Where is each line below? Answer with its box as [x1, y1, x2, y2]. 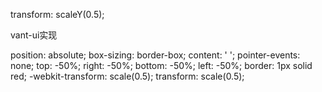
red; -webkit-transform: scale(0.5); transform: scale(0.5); [10, 70, 245, 82]
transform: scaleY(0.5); [10, 9, 105, 20]
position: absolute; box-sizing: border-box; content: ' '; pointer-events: [10, 49, 301, 61]
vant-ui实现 [10, 29, 58, 41]
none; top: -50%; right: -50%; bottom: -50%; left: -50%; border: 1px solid [10, 60, 313, 71]
